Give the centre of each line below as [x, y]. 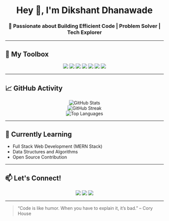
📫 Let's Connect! [33, 178]
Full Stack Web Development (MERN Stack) [57, 146]
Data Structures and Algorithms [45, 151]
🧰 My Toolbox [27, 54]
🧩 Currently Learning [38, 134]
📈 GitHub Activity [34, 88]
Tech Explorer [84, 32]
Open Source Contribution [39, 157]
